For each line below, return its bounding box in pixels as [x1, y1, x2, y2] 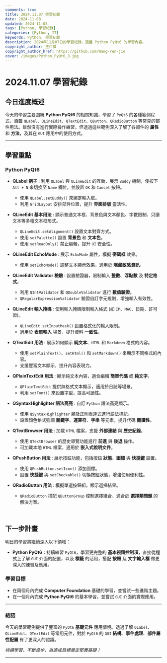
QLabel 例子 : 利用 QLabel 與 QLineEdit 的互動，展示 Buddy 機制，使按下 [12, 178, 158, 184]
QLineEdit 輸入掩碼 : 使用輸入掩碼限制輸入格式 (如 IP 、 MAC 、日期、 [12, 306, 149, 312]
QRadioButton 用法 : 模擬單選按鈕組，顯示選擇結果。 [12, 482, 121, 488]
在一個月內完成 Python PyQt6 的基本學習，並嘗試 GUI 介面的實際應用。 [12, 594, 158, 600]
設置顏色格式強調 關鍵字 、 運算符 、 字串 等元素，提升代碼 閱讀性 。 [19, 417, 155, 423]
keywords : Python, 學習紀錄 [5, 35, 61, 40]
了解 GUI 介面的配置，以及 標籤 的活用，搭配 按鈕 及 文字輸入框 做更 [21, 555, 160, 561]
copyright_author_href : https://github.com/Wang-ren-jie [5, 49, 126, 54]
